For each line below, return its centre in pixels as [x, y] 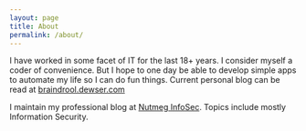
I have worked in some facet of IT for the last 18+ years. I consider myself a [151, 61]
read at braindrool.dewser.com [67, 90]
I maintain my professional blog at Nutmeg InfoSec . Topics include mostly [148, 107]
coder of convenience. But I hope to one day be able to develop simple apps [153, 70]
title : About [34, 26]
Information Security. [49, 117]
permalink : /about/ [47, 35]
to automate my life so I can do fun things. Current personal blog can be [145, 80]
